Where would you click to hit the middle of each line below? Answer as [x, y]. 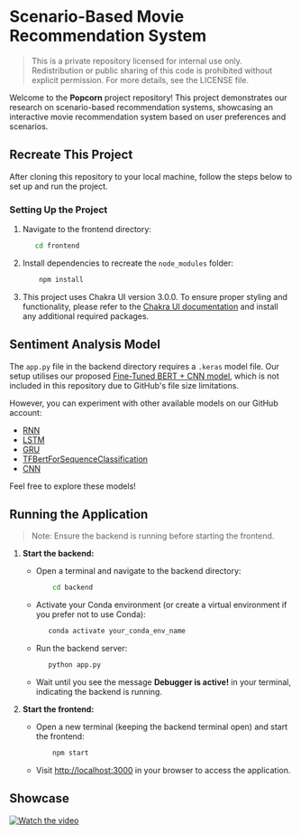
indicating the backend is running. [99, 692]
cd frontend [57, 246]
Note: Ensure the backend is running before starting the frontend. [153, 536]
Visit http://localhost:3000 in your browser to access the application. [163, 770]
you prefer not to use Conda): [91, 614]
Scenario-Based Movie [97, 17]
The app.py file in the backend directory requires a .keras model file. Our [144, 366]
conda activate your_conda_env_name [117, 631]
